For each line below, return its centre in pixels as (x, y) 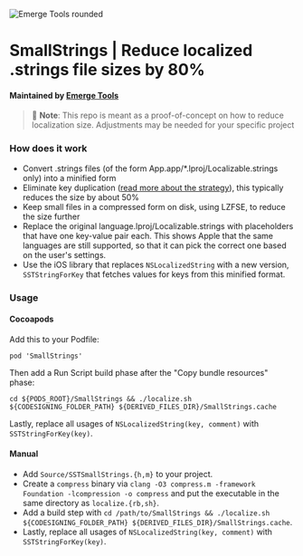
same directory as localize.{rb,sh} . (91, 503)
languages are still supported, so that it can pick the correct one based (154, 245)
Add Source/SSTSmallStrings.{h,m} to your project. (118, 475)
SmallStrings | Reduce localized (131, 51)
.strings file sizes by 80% (107, 70)
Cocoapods (32, 319)
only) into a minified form (69, 177)
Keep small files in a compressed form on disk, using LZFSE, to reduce (154, 206)
